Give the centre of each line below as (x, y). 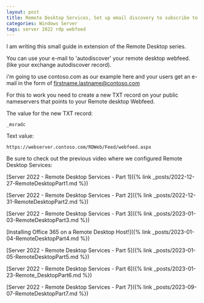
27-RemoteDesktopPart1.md (42, 184)
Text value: (20, 136)
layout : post (23, 12)
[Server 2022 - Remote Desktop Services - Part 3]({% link (79, 214)
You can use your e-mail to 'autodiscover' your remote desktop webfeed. (98, 58)
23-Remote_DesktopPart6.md (44, 275)
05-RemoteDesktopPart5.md (42, 257)
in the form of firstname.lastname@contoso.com (79, 83)
